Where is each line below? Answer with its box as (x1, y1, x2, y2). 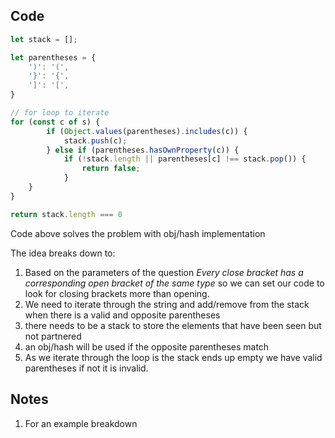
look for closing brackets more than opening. (24, 287, 210, 299)
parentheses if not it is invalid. (24, 362, 149, 374)
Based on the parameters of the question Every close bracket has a (24, 266, 304, 278)
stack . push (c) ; (63, 135, 128, 146)
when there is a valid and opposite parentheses (24, 309, 221, 321)
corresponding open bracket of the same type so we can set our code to (24, 277, 325, 289)
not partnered (24, 330, 82, 342)
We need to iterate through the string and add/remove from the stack (24, 298, 310, 310)
